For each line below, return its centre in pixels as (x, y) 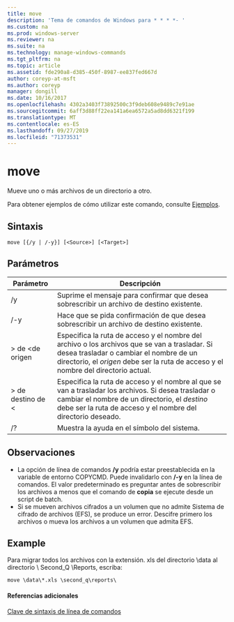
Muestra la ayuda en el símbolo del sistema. (128, 428)
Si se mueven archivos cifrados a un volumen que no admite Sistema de (120, 506)
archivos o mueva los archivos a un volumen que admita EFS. (105, 521)
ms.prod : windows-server (43, 33)
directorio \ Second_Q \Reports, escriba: (65, 568)
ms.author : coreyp (34, 85)
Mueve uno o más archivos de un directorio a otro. (79, 191)
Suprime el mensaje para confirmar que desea (133, 295)
